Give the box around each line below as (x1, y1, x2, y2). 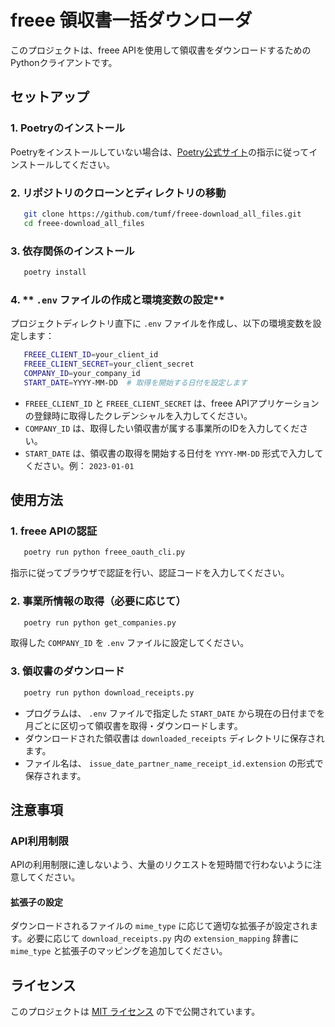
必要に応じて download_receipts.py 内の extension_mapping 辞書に (26, 932, 300, 945)
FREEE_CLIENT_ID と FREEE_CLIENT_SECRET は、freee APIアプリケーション (24, 397, 320, 409)
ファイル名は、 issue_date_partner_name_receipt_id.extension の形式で (24, 757, 324, 769)
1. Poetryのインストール (10, 121, 126, 135)
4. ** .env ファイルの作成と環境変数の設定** (10, 292, 225, 306)
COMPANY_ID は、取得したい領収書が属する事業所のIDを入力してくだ (24, 422, 300, 434)
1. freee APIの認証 (10, 524, 98, 538)
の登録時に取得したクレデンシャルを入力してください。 (24, 409, 253, 421)
